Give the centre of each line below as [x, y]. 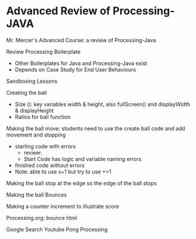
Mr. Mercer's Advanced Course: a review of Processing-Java [81, 40]
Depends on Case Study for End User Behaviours [75, 69]
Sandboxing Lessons [32, 81]
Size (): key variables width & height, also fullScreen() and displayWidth [102, 104]
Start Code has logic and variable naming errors [83, 159]
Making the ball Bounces [37, 194]
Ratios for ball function [43, 117]
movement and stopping [36, 135]
